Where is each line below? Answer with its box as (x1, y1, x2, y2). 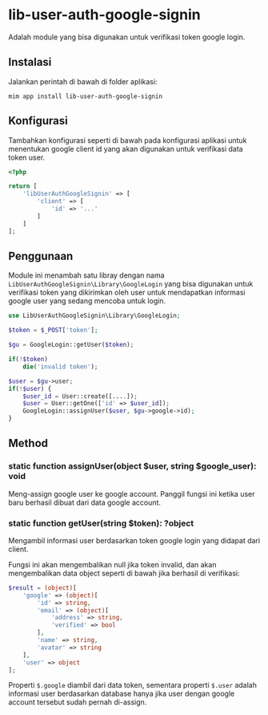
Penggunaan (8, 249, 74, 262)
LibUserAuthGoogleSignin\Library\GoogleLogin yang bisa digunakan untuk (8, 279, 254, 289)
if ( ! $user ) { (8, 384, 52, 392)
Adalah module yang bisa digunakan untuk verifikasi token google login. (8, 32, 246, 42)
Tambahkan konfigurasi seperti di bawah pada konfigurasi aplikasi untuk (8, 135, 247, 145)
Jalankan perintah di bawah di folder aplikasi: (8, 76, 158, 86)
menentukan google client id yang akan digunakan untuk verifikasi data (8, 144, 243, 153)
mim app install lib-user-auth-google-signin (8, 92, 162, 100)
